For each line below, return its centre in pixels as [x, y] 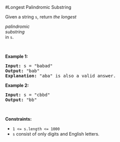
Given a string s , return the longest [41, 17]
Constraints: [18, 119]
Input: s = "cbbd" [28, 95]
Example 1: [17, 56]
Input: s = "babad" [29, 66]
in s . [9, 37]
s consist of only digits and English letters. [56, 134]
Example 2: [17, 85]
